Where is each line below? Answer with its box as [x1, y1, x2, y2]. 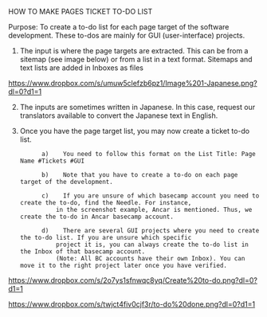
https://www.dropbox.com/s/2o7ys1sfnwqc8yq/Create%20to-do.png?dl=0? [8, 276, 257, 285]
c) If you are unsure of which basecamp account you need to [41, 192, 260, 200]
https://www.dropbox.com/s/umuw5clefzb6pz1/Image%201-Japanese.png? [8, 79, 257, 88]
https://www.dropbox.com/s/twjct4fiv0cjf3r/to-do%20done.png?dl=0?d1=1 [8, 299, 256, 309]
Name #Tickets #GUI [19, 157, 85, 165]
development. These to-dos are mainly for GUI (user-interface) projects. [8, 31, 245, 40]
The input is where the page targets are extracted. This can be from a [19, 46, 249, 55]
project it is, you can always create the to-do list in [55, 241, 249, 249]
